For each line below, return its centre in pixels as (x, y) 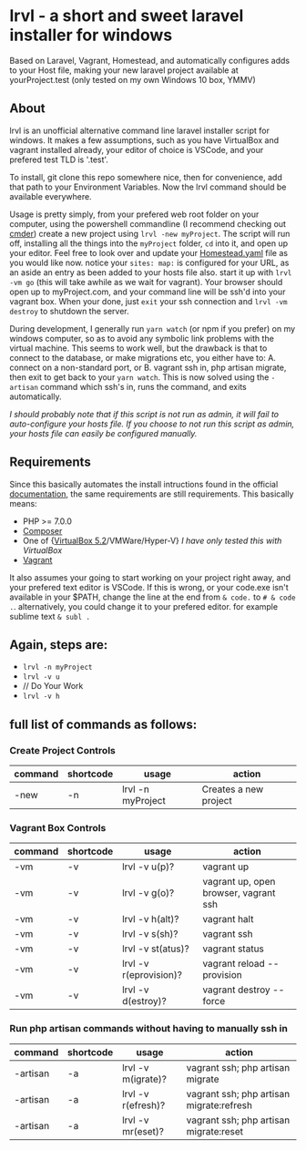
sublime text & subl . (50, 616)
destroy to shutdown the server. (69, 311)
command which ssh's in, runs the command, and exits (144, 386)
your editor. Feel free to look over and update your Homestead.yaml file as (149, 252)
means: (24, 503)
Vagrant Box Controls (58, 827)
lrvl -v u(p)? (148, 867)
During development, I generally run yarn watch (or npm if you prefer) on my (153, 328)
